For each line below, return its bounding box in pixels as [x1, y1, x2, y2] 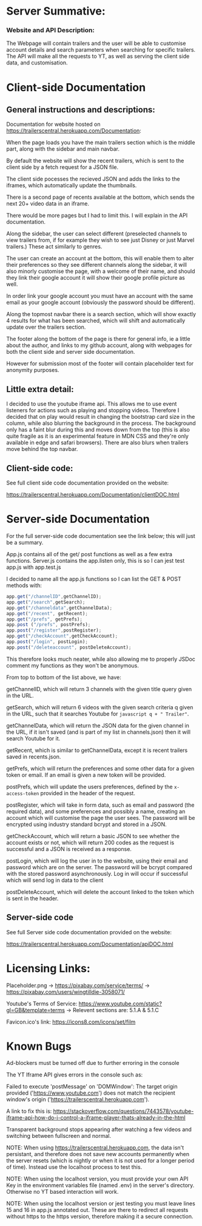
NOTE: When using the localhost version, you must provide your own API [6, 1175, 189, 1183]
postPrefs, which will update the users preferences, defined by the [6, 783, 173, 790]
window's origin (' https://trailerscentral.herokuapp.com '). [6, 1096, 150, 1103]
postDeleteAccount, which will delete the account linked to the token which [6, 888, 194, 895]
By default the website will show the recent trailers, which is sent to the [6, 157, 184, 165]
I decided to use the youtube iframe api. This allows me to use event [6, 400, 177, 408]
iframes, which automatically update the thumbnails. [6, 182, 137, 189]
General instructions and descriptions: [6, 105, 156, 115]
